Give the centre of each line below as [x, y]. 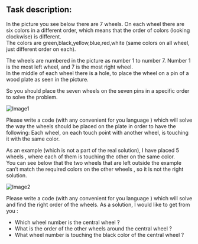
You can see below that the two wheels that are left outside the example [94, 162]
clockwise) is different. [34, 36]
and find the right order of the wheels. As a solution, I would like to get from [98, 204]
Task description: [39, 10]
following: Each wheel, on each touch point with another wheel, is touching [98, 132]
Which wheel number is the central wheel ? [67, 222]
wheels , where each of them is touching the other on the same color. [91, 157]
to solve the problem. [32, 97]
